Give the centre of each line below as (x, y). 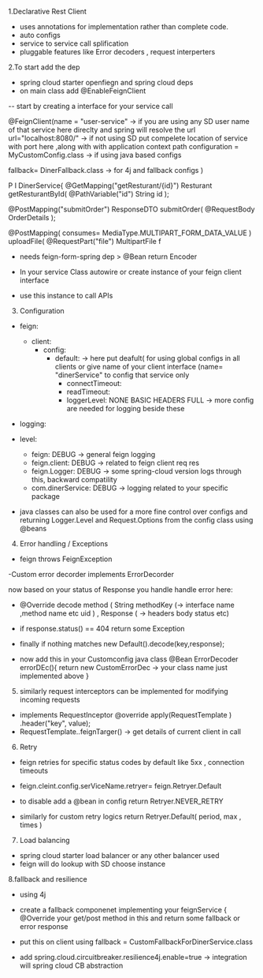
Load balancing (44, 840)
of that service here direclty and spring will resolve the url (102, 130)
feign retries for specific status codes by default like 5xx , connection (132, 762)
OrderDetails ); (32, 217)
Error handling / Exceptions (64, 543)
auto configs (40, 35)
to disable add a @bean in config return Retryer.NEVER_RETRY (121, 801)
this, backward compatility (74, 480)
